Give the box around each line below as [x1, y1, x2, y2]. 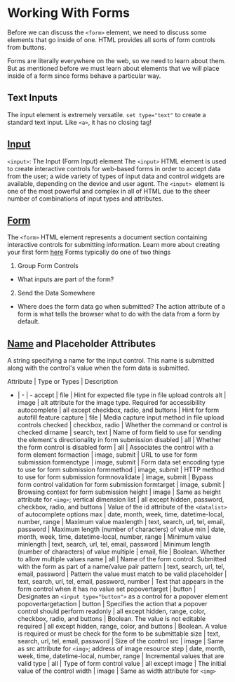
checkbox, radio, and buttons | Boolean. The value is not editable [17, 615, 206, 623]
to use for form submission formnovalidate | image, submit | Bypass [17, 473, 214, 481]
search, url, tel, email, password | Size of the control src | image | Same [17, 637, 224, 646]
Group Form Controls [17, 262, 79, 270]
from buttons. [7, 43, 47, 51]
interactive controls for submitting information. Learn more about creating [7, 241, 220, 249]
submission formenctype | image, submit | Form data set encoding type [17, 458, 224, 467]
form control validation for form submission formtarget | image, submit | [17, 481, 225, 489]
